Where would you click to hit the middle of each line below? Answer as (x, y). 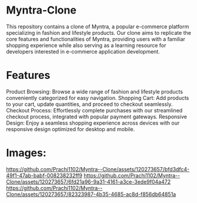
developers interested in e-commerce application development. (83, 51)
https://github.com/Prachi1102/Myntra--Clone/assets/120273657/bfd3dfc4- (98, 169)
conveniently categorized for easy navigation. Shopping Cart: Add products (98, 98)
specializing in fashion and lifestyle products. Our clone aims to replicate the (98, 32)
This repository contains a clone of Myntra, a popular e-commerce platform (98, 26)
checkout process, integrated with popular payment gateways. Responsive (96, 117)
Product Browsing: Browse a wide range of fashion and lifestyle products (95, 91)
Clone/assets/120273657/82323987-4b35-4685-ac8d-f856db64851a (91, 194)
